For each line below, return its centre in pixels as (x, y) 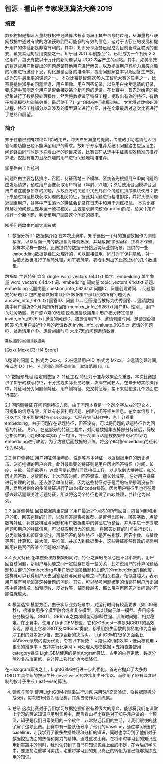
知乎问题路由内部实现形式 (31, 225)
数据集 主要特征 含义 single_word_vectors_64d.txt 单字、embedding (73, 276)
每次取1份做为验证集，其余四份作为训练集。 (71, 698)
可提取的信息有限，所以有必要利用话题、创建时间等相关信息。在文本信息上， (81, 411)
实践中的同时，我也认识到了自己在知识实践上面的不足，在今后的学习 (89, 745)
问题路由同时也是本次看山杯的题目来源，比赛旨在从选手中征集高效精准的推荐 (81, 152)
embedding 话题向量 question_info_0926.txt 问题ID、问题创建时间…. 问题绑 (80, 288)
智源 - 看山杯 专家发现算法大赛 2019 (59, 9)
